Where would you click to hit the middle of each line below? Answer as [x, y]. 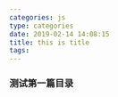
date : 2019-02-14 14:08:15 [59, 34]
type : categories [42, 26]
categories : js [38, 17]
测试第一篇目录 [42, 84]
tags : [19, 51]
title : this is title [50, 42]
